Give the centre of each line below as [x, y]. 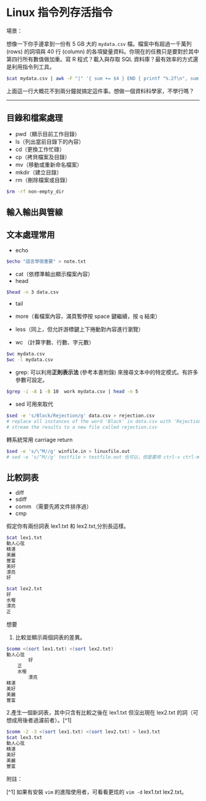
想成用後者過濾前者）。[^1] [39, 720]
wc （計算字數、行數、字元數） [55, 342]
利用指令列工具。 [33, 67]
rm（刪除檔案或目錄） [43, 180]
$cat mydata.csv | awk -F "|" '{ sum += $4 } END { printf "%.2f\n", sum [103, 78]
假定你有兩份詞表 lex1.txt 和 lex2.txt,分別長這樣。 [68, 526]
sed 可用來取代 [34, 404]
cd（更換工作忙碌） [40, 149]
